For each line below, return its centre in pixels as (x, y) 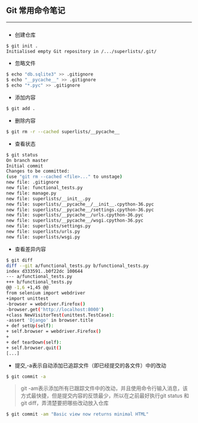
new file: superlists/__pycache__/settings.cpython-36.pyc (80, 210)
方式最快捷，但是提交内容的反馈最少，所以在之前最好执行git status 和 (105, 396)
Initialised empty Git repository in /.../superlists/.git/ (82, 51)
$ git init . (22, 46)
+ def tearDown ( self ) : (34, 342)
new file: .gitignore (33, 182)
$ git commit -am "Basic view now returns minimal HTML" (77, 414)
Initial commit (25, 166)
